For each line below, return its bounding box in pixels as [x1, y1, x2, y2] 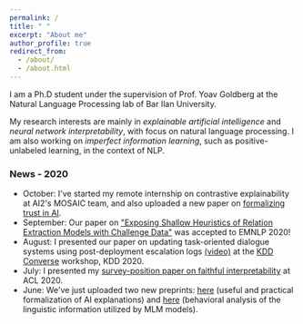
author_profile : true [9, 38, 92, 48]
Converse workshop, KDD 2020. [22, 256, 145, 267]
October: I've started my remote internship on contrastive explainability [22, 188, 289, 200]
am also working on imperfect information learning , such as [9, 135, 234, 146]
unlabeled [9, 144, 47, 155]
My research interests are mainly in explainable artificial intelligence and [9, 115, 282, 127]
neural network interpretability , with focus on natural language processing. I [9, 125, 294, 136]
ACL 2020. [22, 275, 64, 286]
